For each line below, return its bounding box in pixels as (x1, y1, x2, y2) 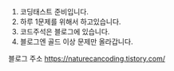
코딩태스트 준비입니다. (19, 7, 89, 16)
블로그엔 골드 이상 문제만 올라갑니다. (19, 37, 133, 46)
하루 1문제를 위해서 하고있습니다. (19, 17, 121, 26)
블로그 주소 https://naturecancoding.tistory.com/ (8, 54, 166, 63)
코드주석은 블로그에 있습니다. (19, 27, 110, 36)
